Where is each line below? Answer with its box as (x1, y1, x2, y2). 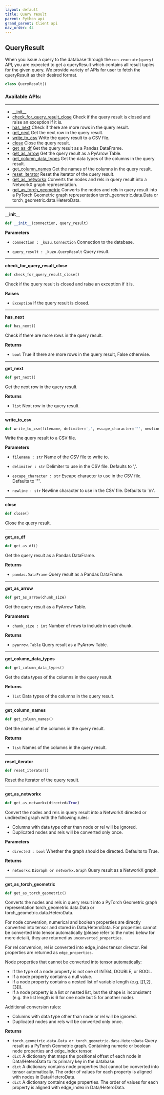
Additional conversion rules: (5, 1004, 61, 1010)
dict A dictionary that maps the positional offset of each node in (12, 1053, 142, 1059)
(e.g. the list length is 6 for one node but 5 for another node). (12, 995, 135, 1001)
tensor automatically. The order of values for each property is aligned (12, 1069, 152, 1075)
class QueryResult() (5, 81, 47, 86)
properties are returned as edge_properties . (5, 950, 93, 955)
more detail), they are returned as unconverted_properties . (5, 935, 123, 941)
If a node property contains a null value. (12, 974, 93, 979)
